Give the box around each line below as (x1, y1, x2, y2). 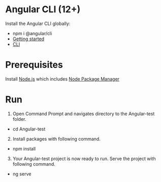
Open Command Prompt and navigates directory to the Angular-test (12, 111, 155, 117)
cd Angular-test (12, 126, 46, 132)
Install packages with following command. (12, 136, 101, 142)
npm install (12, 145, 36, 151)
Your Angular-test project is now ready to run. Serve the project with (12, 155, 156, 162)
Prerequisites (5, 59, 63, 71)
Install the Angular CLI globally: (5, 20, 71, 27)
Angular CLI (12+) (5, 4, 81, 15)
